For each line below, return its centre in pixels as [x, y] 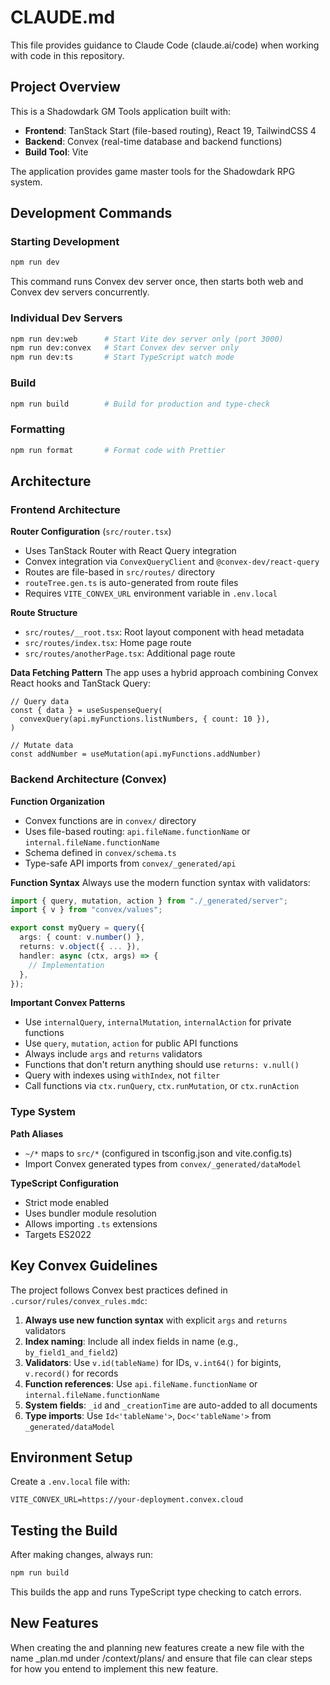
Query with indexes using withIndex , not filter [122, 1075]
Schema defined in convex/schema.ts [100, 852]
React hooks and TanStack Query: [80, 683]
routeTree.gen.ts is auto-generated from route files [131, 583]
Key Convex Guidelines [84, 1266]
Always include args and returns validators [113, 1054]
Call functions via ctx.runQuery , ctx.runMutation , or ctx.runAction [162, 1086]
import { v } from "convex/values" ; [86, 910]
